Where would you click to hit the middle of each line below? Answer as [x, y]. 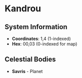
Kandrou [23, 9]
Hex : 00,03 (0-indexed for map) [44, 44]
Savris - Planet [27, 71]
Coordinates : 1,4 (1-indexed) [41, 39]
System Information [36, 27]
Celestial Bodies [30, 59]
